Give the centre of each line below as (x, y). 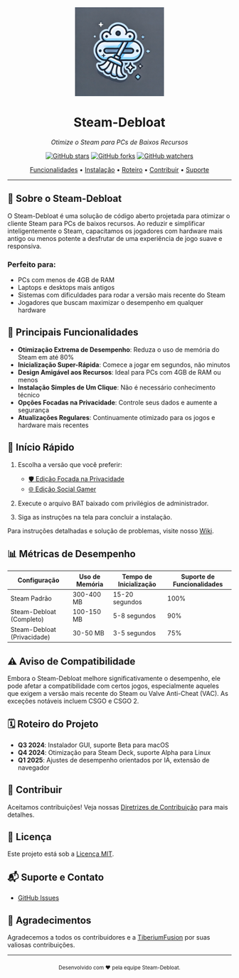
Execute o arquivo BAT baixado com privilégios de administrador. (113, 503)
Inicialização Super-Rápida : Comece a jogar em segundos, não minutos (124, 365)
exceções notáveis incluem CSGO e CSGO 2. (73, 701)
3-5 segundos (134, 633)
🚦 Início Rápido (41, 447)
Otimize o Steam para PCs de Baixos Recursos (119, 142)
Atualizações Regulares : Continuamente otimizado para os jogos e (116, 417)
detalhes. (21, 815)
